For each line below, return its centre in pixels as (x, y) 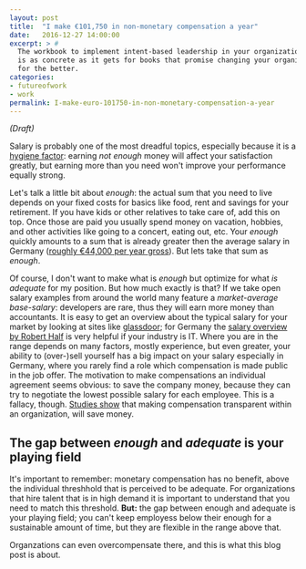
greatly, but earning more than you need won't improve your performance (148, 166)
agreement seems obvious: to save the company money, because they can (150, 385)
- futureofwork (38, 86)
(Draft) (22, 129)
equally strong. (37, 175)
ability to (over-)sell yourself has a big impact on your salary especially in (147, 356)
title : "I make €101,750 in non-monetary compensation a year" (134, 26)
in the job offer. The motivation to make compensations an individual (138, 376)
